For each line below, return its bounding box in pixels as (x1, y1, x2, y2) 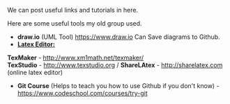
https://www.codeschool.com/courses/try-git (17, 89, 148, 97)
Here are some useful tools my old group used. (7, 19, 142, 27)
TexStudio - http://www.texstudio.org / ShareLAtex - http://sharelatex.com (7, 61, 223, 69)
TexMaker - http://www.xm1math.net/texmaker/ (7, 53, 144, 62)
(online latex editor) (7, 69, 63, 76)
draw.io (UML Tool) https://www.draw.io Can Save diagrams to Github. (17, 33, 221, 41)
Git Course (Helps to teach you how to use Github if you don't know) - (17, 82, 220, 89)
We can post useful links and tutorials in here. (7, 6, 138, 14)
